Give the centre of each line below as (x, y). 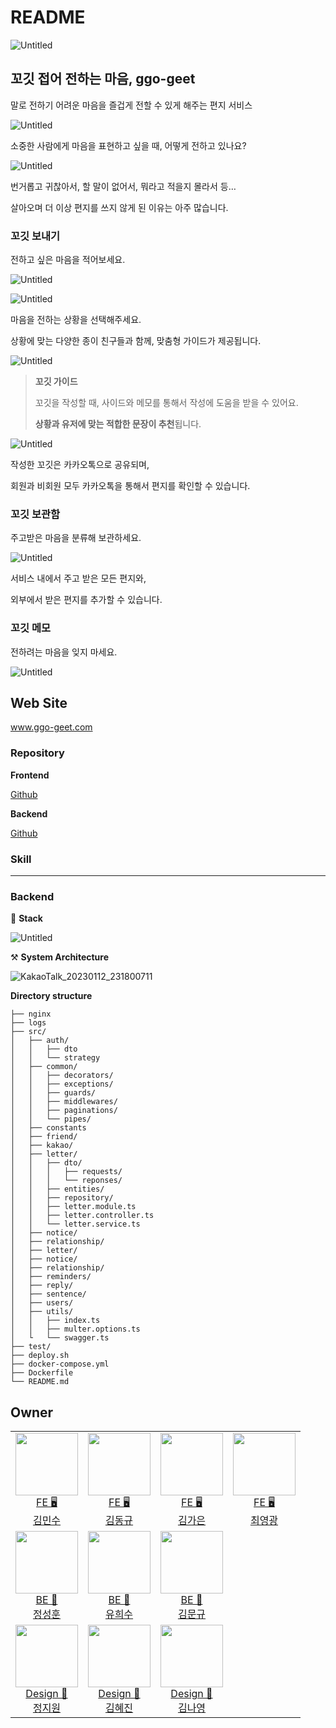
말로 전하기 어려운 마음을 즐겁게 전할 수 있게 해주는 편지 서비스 (131, 105)
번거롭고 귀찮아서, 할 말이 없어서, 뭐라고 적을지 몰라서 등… (123, 186)
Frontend (30, 775)
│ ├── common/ (44, 1067)
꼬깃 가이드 (56, 382)
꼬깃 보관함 (35, 514)
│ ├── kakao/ (42, 1146)
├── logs (28, 1023)
